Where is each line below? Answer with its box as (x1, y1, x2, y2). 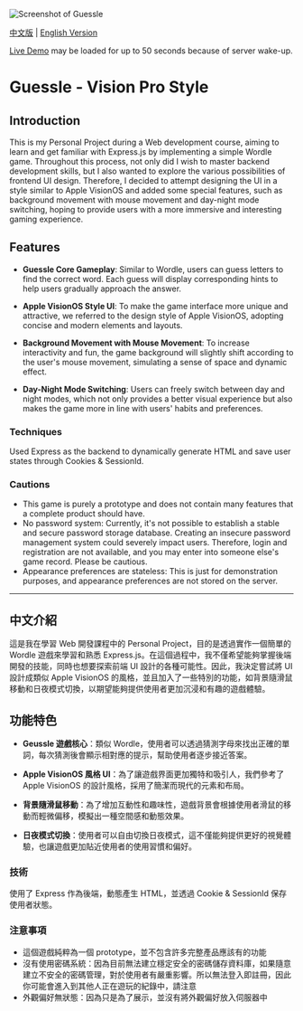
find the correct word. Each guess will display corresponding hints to (22, 273, 279, 284)
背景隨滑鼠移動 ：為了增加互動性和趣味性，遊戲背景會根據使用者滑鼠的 (22, 799, 284, 810)
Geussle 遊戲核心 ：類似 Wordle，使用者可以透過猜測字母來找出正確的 (22, 738, 282, 750)
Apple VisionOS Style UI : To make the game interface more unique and (22, 300, 289, 311)
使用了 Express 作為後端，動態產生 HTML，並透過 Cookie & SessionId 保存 (9, 888, 287, 899)
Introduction (9, 113, 81, 128)
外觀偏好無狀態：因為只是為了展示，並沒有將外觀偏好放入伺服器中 (22, 991, 268, 1003)
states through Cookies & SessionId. (9, 456, 144, 467)
